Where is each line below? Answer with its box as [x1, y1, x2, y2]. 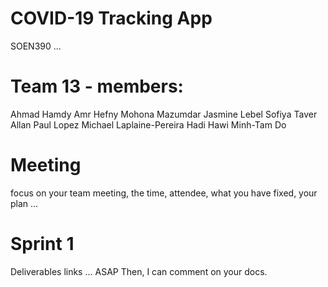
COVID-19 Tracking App [10, 7, 213, 30]
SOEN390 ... [10, 40, 62, 52]
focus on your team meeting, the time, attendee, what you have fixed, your [10, 187, 318, 199]
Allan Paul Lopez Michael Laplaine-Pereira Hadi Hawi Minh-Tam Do [10, 118, 287, 131]
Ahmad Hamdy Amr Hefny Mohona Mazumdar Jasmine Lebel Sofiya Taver [10, 108, 318, 120]
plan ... [10, 197, 39, 209]
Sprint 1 [10, 233, 75, 255]
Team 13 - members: [10, 75, 184, 98]
